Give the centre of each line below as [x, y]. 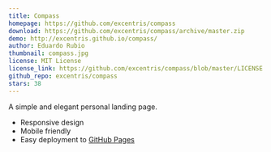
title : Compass [34, 16]
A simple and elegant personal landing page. [83, 107]
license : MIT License [45, 61]
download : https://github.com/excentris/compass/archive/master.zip [127, 31]
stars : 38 [25, 83]
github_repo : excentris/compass [63, 76]
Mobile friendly [45, 131]
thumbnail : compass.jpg [49, 53]
